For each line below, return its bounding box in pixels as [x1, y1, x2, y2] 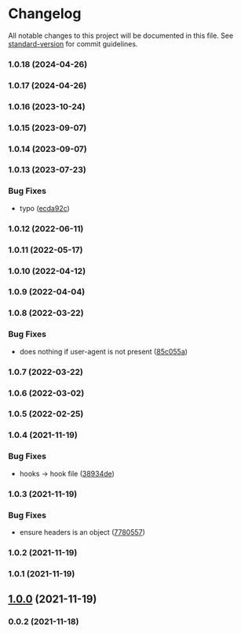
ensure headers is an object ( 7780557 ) [19, 527, 145, 536]
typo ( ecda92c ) [19, 203, 71, 213]
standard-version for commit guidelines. [8, 39, 138, 48]
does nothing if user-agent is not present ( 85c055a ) [19, 347, 188, 356]
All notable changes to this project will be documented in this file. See [8, 31, 234, 40]
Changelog [8, 5, 82, 23]
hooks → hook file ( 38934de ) [19, 469, 115, 478]
